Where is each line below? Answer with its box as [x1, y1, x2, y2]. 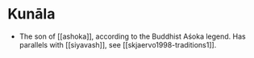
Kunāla [7, 5, 56, 23]
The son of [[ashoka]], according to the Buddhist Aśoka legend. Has [19, 31, 247, 41]
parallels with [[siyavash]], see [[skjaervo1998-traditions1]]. [19, 39, 217, 49]
